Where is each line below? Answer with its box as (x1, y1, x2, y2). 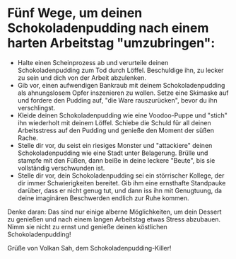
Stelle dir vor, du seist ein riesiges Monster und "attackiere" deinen (17, 141, 213, 149)
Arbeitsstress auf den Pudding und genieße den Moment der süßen (17, 126, 214, 134)
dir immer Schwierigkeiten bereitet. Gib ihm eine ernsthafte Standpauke (17, 178, 226, 187)
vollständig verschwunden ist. (17, 163, 105, 172)
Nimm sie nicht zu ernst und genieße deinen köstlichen (7, 222, 167, 231)
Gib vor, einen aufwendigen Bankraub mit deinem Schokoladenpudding (17, 81, 225, 89)
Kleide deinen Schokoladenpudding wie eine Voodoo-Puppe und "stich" (17, 111, 228, 120)
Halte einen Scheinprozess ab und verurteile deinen (17, 58, 169, 67)
